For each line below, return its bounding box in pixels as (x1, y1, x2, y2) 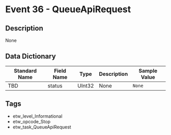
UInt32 (77, 82, 94, 89)
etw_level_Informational (12, 113, 63, 119)
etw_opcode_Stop (12, 118, 51, 124)
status (47, 82, 63, 89)
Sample (138, 67, 158, 74)
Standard (13, 67, 37, 74)
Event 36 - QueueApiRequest (5, 4, 131, 15)
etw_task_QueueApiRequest (12, 124, 71, 130)
